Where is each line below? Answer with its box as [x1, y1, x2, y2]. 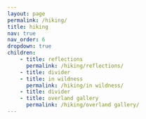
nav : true [7, 29, 36, 37]
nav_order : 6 [7, 36, 46, 43]
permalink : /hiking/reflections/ [25, 62, 124, 69]
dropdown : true [7, 43, 52, 50]
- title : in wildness [20, 75, 83, 83]
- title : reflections [20, 56, 83, 63]
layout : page [7, 10, 46, 17]
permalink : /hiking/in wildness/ [25, 82, 124, 89]
